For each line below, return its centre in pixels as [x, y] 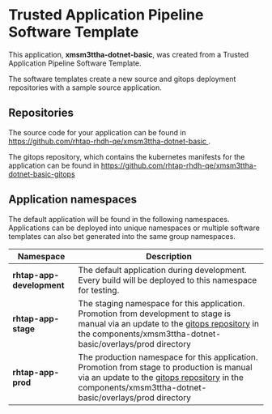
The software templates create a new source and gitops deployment [122, 79]
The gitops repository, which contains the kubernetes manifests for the [127, 156]
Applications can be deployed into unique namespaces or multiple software [134, 228]
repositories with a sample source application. [85, 87]
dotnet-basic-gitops [42, 174]
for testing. [99, 290]
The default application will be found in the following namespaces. [119, 219]
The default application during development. [162, 270]
